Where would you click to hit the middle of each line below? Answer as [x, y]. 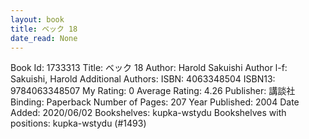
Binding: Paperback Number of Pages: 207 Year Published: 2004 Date [155, 102]
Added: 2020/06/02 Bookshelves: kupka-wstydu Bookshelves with [148, 113]
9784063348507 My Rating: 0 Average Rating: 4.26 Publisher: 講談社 [153, 91]
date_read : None [44, 38]
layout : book [37, 19]
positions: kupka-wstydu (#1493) [78, 123]
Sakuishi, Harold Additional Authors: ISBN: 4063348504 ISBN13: [143, 79]
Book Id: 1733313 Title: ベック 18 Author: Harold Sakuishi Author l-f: [149, 68]
